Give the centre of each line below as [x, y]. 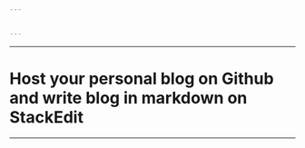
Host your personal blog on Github [142, 79]
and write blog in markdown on [128, 98]
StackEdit [47, 117]
